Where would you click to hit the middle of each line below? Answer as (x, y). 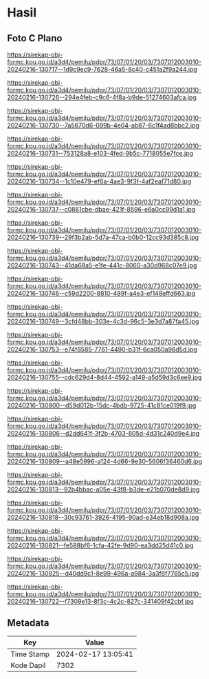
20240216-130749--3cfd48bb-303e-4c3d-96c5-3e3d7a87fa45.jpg (103, 321)
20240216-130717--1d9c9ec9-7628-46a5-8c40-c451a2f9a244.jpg (102, 69)
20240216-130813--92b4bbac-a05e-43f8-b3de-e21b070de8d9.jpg (103, 489)
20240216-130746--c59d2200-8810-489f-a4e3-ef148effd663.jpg (101, 293)
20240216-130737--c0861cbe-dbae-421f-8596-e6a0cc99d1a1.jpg (101, 209)
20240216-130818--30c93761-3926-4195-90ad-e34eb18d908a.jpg (103, 517)
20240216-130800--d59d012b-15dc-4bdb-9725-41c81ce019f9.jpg (102, 405)
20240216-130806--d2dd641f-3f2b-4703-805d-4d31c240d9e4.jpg (103, 433)
